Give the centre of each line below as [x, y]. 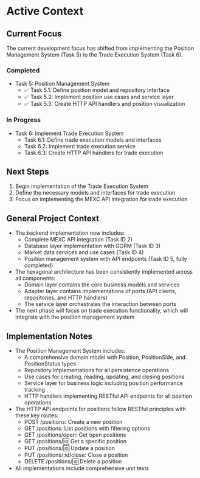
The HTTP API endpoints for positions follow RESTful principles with [101, 409]
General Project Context [53, 218]
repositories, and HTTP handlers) [66, 298]
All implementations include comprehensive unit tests [82, 468]
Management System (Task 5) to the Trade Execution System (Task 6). [95, 55]
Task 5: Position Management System [62, 84]
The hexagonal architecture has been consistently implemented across [104, 272]
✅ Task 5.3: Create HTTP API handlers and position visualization [105, 104]
